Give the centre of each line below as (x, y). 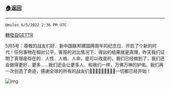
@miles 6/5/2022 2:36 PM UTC (36, 25)
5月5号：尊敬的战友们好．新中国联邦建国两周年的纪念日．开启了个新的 (79, 46)
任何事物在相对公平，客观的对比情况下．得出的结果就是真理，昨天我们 (87, 52)
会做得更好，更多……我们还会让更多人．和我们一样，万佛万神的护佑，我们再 (84, 65)
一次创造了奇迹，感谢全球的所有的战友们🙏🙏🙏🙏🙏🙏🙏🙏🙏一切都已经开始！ (78, 71)
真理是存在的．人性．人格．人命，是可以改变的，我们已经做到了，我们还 (89, 59)
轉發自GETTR (19, 35)
